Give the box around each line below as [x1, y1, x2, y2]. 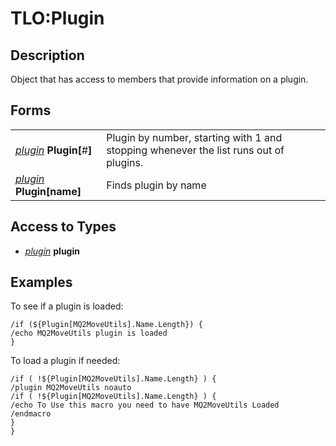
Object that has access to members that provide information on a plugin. [10, 73, 309, 85]
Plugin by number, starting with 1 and [106, 130, 283, 144]
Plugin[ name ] [15, 184, 82, 198]
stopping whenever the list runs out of [106, 143, 285, 157]
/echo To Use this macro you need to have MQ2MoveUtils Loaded [10, 400, 280, 411]
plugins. [106, 155, 144, 169]
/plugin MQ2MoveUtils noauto [10, 383, 132, 393]
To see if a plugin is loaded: [10, 300, 124, 312]
